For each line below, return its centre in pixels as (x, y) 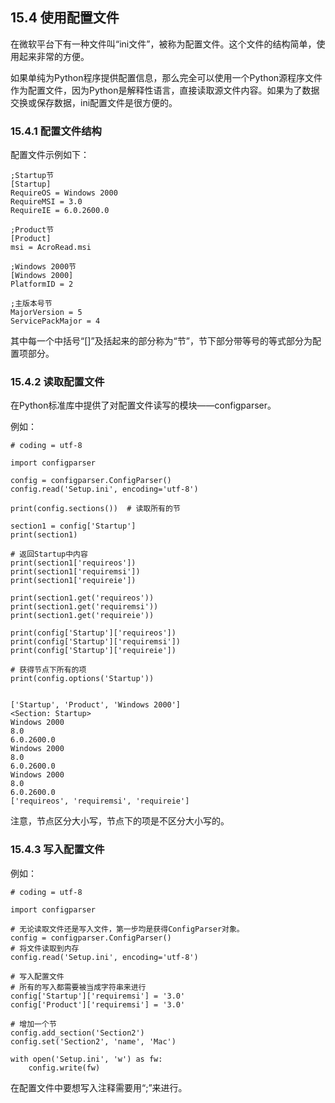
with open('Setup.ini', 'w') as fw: (86, 1059)
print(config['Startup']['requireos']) (93, 633)
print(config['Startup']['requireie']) (93, 651)
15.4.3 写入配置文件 (57, 850)
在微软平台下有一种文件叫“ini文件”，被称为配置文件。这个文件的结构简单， (163, 44)
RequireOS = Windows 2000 (64, 193)
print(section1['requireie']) (73, 581)
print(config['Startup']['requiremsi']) (96, 642)
